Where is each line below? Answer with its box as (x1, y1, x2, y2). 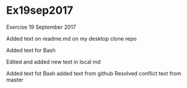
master (6, 76, 24, 83)
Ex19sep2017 (6, 4, 74, 17)
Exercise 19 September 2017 (6, 23, 76, 31)
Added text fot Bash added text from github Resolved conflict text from (6, 69, 182, 77)
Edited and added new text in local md (6, 58, 101, 65)
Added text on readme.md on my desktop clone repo (6, 35, 137, 42)
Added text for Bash (6, 46, 56, 54)
